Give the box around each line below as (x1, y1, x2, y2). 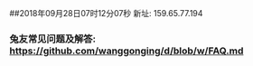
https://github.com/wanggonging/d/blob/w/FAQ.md (9, 44, 244, 57)
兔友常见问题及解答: (9, 33, 97, 45)
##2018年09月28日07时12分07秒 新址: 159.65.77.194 (9, 8, 203, 18)
